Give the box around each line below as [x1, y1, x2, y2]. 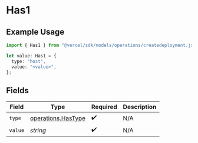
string [29, 126, 46, 134]
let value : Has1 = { [6, 53, 57, 59]
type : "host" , [11, 58, 46, 64]
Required [91, 103, 118, 111]
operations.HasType [29, 114, 86, 122]
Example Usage [6, 27, 65, 37]
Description [123, 103, 157, 111]
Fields [6, 86, 29, 96]
